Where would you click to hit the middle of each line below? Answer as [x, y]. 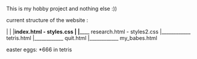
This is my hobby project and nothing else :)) [62, 9]
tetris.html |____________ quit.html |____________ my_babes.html [82, 38]
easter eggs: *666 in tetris [39, 49]
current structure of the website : [47, 20]
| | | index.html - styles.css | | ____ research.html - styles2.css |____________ [98, 32]
